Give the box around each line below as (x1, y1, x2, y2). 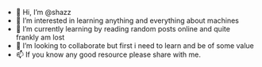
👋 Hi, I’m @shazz (15, 8, 71, 17)
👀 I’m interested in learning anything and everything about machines (15, 16, 240, 25)
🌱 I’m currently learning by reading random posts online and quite (15, 24, 230, 33)
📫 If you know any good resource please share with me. (15, 50, 201, 59)
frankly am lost (15, 32, 65, 42)
